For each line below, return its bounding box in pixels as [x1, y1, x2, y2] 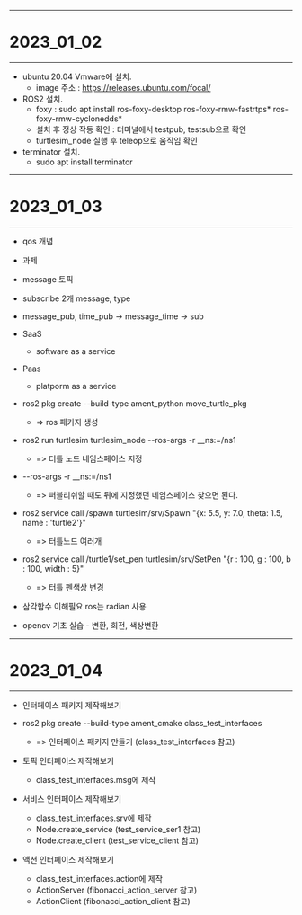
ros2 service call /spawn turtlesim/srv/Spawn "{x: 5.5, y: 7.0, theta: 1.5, [22, 507, 283, 518]
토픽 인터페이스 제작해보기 [22, 755, 115, 766]
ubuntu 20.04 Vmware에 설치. [22, 71, 132, 82]
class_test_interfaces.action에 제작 [35, 873, 164, 884]
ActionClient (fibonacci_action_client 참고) [35, 895, 191, 906]
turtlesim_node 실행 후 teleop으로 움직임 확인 [35, 135, 198, 146]
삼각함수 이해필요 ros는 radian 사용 [22, 600, 147, 611]
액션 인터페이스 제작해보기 [22, 854, 115, 865]
